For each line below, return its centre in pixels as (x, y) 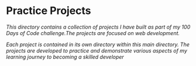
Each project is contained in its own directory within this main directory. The (98, 44)
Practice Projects (49, 11)
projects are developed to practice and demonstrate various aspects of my (97, 50)
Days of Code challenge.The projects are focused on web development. (93, 33)
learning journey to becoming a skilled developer (65, 57)
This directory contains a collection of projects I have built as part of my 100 (98, 27)
